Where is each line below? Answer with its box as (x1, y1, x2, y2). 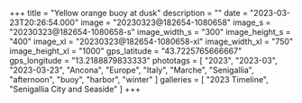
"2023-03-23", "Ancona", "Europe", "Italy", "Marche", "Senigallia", (9, 64, 254, 75)
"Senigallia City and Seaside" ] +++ (9, 84, 142, 94)
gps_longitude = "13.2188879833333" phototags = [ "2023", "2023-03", (9, 56, 278, 65)
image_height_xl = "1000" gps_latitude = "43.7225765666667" (9, 46, 243, 56)
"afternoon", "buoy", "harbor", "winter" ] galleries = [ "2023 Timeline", (9, 74, 269, 84)
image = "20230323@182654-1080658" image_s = (80, 17, 271, 28)
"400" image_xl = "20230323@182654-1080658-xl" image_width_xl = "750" (9, 36, 294, 47)
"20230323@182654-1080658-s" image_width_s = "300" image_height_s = (9, 27, 291, 37)
